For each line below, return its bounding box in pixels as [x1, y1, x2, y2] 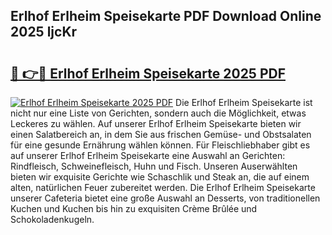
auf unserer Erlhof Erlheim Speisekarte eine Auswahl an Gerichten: [10, 150, 286, 161]
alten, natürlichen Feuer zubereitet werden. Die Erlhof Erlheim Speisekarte [10, 182, 316, 193]
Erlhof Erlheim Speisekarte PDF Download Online [10, 8, 322, 25]
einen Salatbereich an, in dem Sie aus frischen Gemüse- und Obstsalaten [10, 129, 312, 140]
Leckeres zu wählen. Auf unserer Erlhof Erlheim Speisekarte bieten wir [10, 118, 302, 129]
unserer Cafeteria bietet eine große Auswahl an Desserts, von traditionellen [10, 192, 321, 204]
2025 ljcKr [10, 24, 78, 41]
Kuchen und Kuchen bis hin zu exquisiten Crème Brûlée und [10, 203, 258, 214]
